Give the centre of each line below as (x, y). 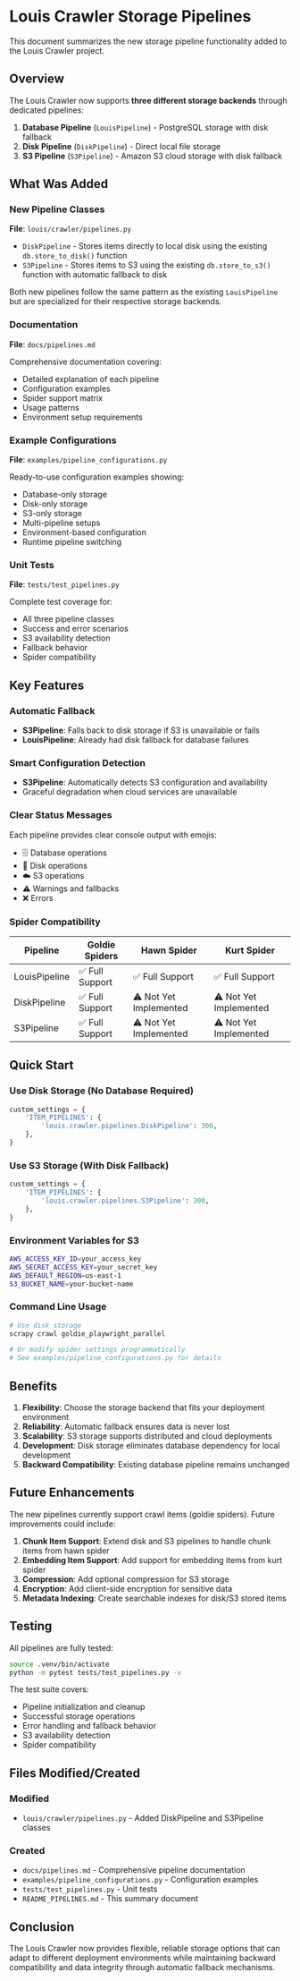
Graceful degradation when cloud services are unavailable (129, 792)
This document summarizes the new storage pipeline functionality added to (148, 41)
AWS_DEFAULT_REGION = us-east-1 (66, 1275)
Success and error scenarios (75, 629)
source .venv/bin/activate (59, 1664)
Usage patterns (51, 407)
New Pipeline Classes (57, 209)
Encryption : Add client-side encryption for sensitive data (127, 1588)
